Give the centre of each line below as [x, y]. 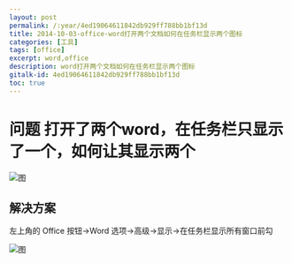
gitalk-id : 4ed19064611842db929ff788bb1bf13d [94, 75]
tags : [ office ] [37, 50]
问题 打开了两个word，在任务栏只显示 [146, 129]
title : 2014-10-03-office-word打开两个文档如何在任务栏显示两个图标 [126, 34]
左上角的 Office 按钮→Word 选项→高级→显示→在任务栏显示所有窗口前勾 [141, 231]
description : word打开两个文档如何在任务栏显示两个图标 [102, 67]
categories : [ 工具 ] [44, 42]
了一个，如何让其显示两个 [103, 151]
